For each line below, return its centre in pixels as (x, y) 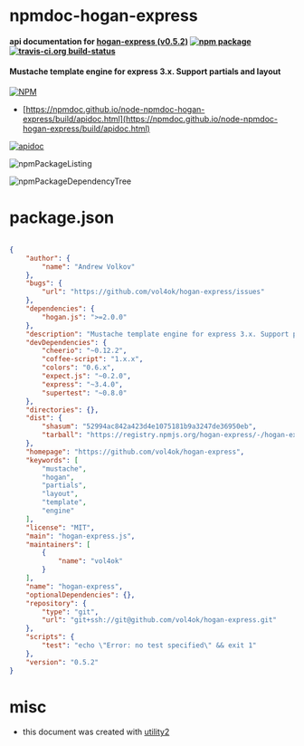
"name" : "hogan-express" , (75, 586)
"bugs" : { (44, 283)
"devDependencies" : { (66, 342)
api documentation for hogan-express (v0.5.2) (99, 41)
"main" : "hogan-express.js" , (81, 536)
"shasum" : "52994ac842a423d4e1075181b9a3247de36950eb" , (149, 426)
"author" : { (48, 258)
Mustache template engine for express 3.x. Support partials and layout (145, 72)
